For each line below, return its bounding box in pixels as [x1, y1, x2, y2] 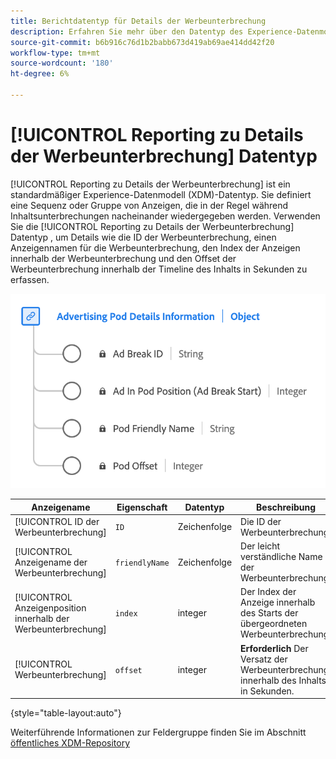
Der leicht [240, 540, 281, 552]
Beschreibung [256, 501, 317, 513]
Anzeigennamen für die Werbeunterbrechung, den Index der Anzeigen [10, 241, 301, 254]
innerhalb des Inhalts [240, 674, 327, 686]
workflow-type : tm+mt [10, 48, 101, 58]
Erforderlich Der [240, 642, 309, 654]
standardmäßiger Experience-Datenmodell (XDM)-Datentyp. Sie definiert [10, 188, 312, 200]
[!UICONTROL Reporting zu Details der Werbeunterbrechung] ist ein [10, 178, 291, 190]
